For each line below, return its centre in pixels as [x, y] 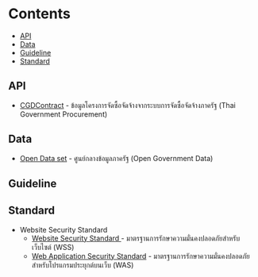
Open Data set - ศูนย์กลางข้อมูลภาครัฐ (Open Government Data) [116, 158]
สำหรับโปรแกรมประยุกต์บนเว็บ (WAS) [83, 265]
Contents [40, 14]
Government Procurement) [64, 114]
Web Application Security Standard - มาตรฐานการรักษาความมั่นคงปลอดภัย [141, 256]
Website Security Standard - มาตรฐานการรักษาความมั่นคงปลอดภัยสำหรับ [136, 238]
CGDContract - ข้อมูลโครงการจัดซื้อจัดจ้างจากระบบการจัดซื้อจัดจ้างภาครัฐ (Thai [127, 105]
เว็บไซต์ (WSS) [53, 247]
